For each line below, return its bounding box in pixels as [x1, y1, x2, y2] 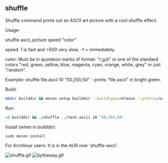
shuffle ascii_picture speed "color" [5, 37, 76, 43]
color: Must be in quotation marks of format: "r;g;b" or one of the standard [5, 56, 158, 62]
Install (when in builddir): [5, 124, 56, 130]
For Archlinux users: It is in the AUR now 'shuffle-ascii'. [5, 142, 118, 148]
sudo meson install [5, 133, 46, 138]
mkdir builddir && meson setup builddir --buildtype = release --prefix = [5, 96, 157, 101]
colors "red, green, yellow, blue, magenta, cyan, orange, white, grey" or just [5, 61, 161, 67]
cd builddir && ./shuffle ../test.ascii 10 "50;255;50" [5, 115, 124, 120]
